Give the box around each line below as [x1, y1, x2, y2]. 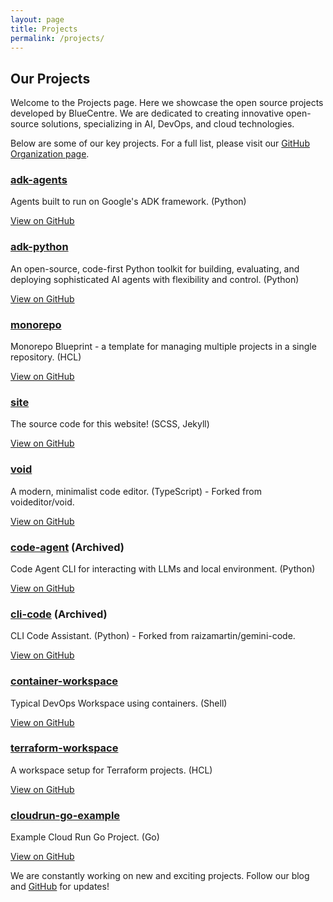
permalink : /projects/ [10, 33, 105, 43]
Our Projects [10, 70, 91, 87]
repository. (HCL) [10, 351, 82, 363]
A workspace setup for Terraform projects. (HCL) [10, 764, 213, 776]
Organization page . [10, 148, 90, 160]
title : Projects [10, 24, 78, 34]
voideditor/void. [10, 496, 75, 508]
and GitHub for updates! [10, 881, 110, 893]
